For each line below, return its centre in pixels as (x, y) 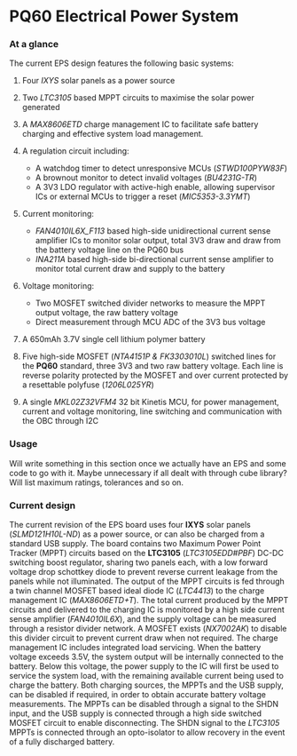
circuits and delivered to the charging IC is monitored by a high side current (147, 609)
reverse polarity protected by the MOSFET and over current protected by (155, 376)
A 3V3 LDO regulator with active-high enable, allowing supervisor (155, 187)
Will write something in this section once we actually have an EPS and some (148, 463)
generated (41, 107)
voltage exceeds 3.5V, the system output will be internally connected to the (146, 657)
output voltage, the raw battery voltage (107, 313)
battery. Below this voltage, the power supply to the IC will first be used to (144, 666)
